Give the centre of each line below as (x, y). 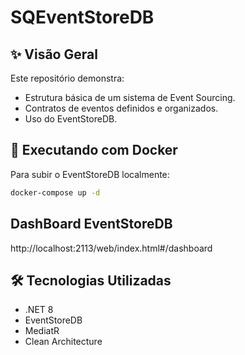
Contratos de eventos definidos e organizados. (121, 108)
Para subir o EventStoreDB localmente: (90, 174)
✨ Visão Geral (54, 54)
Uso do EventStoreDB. (71, 119)
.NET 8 (39, 310)
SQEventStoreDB (82, 17)
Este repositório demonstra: (67, 78)
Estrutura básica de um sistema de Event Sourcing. (130, 97)
